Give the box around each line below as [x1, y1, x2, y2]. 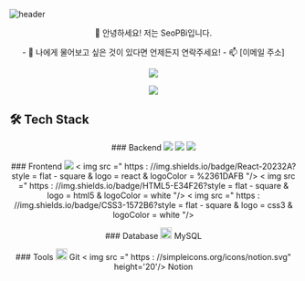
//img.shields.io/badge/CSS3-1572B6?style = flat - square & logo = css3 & [13, 199, 294, 210]
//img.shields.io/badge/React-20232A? [150, 161, 297, 172]
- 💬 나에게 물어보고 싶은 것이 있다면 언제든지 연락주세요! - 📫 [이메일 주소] [22, 47, 285, 57]
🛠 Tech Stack [9, 112, 89, 128]
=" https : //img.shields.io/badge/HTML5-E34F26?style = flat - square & [17, 180, 289, 191]
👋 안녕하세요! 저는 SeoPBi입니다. [94, 27, 213, 38]
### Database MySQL [104, 230, 203, 241]
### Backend [110, 141, 163, 152]
